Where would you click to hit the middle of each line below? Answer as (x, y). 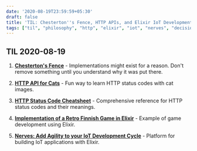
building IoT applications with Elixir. (57, 142)
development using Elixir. (45, 125)
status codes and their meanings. (55, 107)
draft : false (22, 17)
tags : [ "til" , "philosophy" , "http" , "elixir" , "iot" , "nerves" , (88, 28)
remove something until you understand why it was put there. (89, 72)
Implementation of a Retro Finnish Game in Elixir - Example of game (98, 118)
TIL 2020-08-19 (36, 51)
